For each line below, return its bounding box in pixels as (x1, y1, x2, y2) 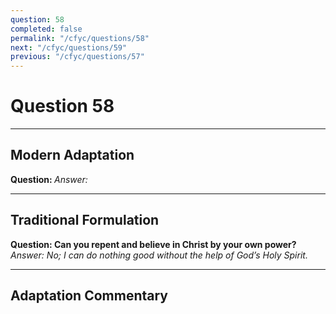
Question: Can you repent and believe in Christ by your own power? (10, 238, 297, 250)
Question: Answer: (10, 173, 88, 185)
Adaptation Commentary (10, 287, 168, 305)
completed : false (10, 24, 83, 34)
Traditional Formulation (10, 212, 160, 229)
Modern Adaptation (10, 147, 135, 164)
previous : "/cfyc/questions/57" (10, 52, 145, 62)
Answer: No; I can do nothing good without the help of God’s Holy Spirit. (10, 249, 308, 261)
